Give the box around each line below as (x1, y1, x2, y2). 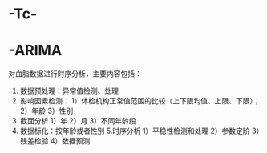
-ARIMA (8, 42, 63, 60)
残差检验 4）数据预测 (19, 136, 91, 146)
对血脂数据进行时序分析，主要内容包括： (8, 69, 142, 79)
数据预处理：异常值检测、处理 (19, 86, 119, 96)
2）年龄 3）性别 (19, 106, 74, 116)
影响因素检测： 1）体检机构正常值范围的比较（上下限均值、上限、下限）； (19, 96, 261, 106)
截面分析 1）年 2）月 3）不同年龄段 (19, 116, 136, 126)
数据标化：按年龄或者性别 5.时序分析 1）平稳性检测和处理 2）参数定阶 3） (19, 126, 261, 136)
